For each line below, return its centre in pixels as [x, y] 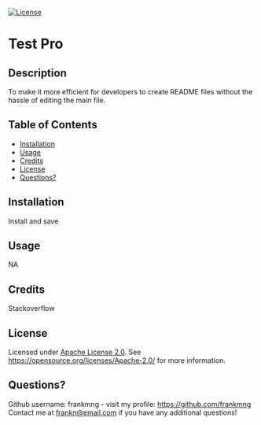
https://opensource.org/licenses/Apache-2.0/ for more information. [117, 360]
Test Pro [36, 44]
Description [37, 73]
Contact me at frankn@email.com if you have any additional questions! [123, 412]
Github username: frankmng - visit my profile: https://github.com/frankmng [130, 404]
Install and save [33, 221]
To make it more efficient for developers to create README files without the [130, 92]
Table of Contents [53, 125]
